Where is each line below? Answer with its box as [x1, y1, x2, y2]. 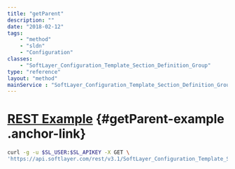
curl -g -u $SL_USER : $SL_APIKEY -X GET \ [7, 149, 130, 156]
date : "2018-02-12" [7, 23, 64, 30]
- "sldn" [20, 42, 45, 49]
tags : [7, 29, 23, 37]
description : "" [7, 17, 55, 24]
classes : [7, 56, 33, 63]
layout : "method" [7, 74, 58, 82]
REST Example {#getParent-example [7, 111, 225, 127]
